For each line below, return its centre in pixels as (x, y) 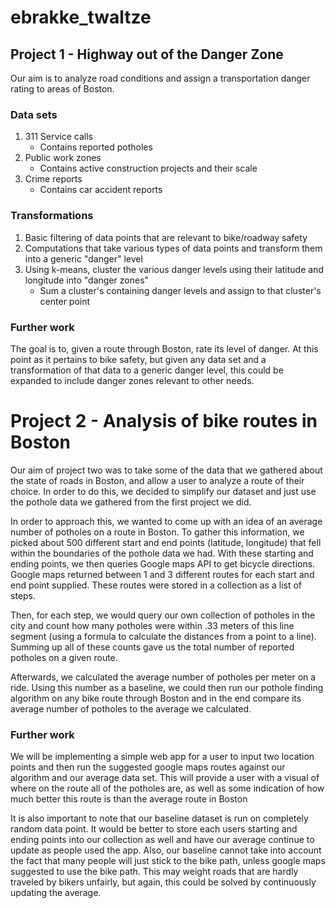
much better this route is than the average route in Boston (129, 799)
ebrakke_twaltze (81, 17)
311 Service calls (58, 137)
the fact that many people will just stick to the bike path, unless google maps (168, 861)
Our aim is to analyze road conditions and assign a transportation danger (160, 78)
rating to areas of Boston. (62, 89)
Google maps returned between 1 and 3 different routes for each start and (162, 574)
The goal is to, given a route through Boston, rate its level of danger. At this (164, 348)
